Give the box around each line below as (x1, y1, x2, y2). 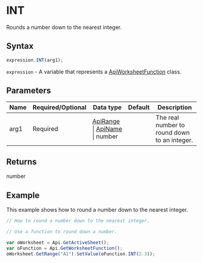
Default (127, 103, 150, 112)
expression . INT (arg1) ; (6, 57, 63, 63)
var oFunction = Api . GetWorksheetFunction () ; (6, 245, 123, 251)
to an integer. (155, 136, 193, 145)
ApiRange (92, 117, 120, 125)
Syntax (6, 41, 34, 51)
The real (155, 113, 179, 122)
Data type (92, 103, 122, 112)
